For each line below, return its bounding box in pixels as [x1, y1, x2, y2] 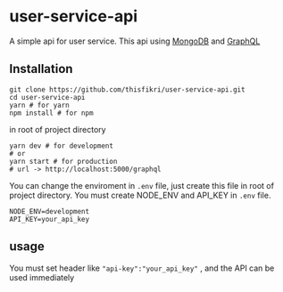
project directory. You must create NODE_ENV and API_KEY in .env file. [9, 190, 271, 200]
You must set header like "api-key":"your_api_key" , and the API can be [9, 263, 275, 273]
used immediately [9, 272, 75, 282]
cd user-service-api [9, 93, 87, 101]
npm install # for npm [9, 109, 94, 118]
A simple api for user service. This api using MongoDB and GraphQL [9, 36, 261, 46]
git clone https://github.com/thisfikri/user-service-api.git [9, 85, 246, 94]
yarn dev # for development [9, 141, 114, 150]
